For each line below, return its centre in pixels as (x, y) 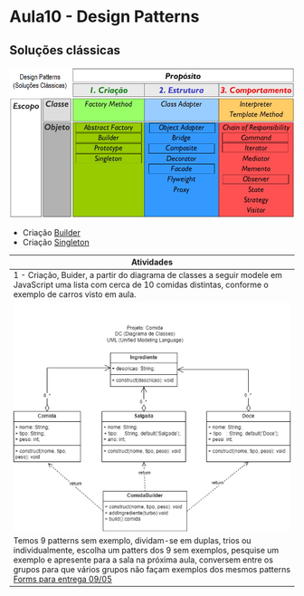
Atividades (152, 262)
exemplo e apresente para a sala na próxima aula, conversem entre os (143, 560)
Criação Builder (52, 232)
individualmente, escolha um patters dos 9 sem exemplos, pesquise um (146, 551)
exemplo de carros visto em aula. (75, 294)
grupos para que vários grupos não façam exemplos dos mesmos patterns (152, 570)
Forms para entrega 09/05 (63, 579)
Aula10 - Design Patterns (104, 17)
